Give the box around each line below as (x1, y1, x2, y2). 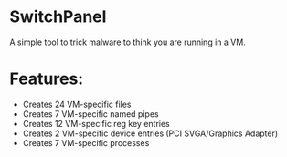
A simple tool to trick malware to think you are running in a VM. (9, 37, 247, 47)
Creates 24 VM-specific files (22, 99, 132, 110)
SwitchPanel (9, 6, 107, 27)
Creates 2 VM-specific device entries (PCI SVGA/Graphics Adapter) (22, 128, 279, 139)
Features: (9, 68, 84, 89)
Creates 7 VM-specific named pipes (22, 108, 159, 120)
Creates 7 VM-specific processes (22, 137, 150, 148)
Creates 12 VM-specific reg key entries (22, 118, 171, 129)
